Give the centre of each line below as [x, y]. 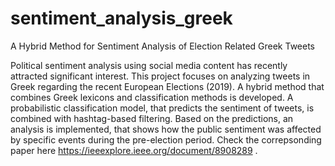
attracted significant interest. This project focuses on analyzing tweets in [160, 76]
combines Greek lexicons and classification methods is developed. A [152, 97]
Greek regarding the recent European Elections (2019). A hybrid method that [167, 86]
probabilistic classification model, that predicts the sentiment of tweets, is [162, 108]
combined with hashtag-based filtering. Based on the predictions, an [152, 118]
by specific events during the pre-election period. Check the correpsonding [166, 139]
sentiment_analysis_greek [121, 18]
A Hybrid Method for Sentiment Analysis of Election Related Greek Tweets [162, 46]
